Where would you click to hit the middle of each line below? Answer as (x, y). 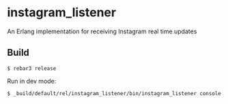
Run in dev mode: (32, 81)
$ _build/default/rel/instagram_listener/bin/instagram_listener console (114, 93)
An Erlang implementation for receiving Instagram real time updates (102, 31)
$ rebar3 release (32, 68)
